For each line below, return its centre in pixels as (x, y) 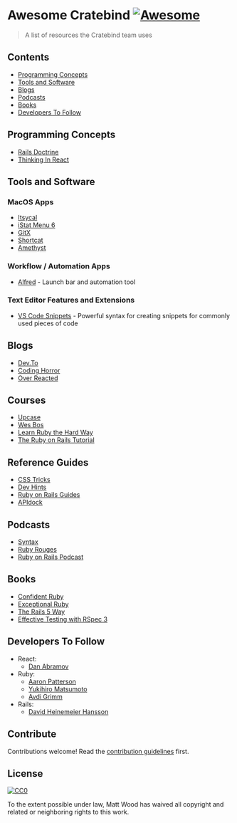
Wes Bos (31, 425)
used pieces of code (48, 323)
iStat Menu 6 (36, 225)
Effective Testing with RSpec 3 (63, 619)
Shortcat (30, 240)
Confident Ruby (41, 596)
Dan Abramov (48, 666)
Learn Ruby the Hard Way (56, 433)
